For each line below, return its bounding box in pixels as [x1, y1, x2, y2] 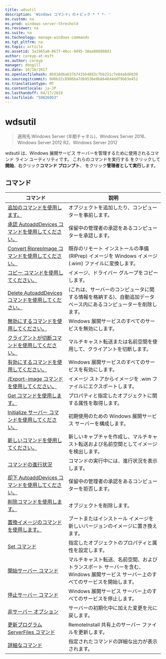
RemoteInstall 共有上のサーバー [68, 621, 141, 628]
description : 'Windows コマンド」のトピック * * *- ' [5, 12, 111, 17]
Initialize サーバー [7, 409, 48, 416]
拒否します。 [83, 485, 113, 492]
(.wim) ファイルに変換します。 [68, 260, 139, 267]
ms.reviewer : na [5, 26, 39, 31]
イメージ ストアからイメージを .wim [68, 375, 152, 382]
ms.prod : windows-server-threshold [5, 21, 79, 26]
